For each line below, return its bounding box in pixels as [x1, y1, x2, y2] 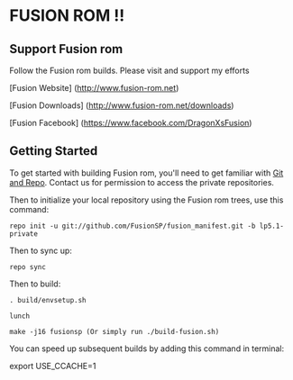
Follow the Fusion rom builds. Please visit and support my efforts [9, 65, 250, 76]
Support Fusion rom [9, 41, 124, 57]
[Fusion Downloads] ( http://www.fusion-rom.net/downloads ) [9, 100, 234, 111]
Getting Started [9, 143, 98, 158]
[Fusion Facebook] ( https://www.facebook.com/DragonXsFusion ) [9, 118, 252, 128]
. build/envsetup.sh [9, 295, 87, 304]
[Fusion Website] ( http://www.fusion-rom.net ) [9, 83, 179, 93]
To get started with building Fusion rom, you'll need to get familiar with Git [9, 167, 284, 178]
